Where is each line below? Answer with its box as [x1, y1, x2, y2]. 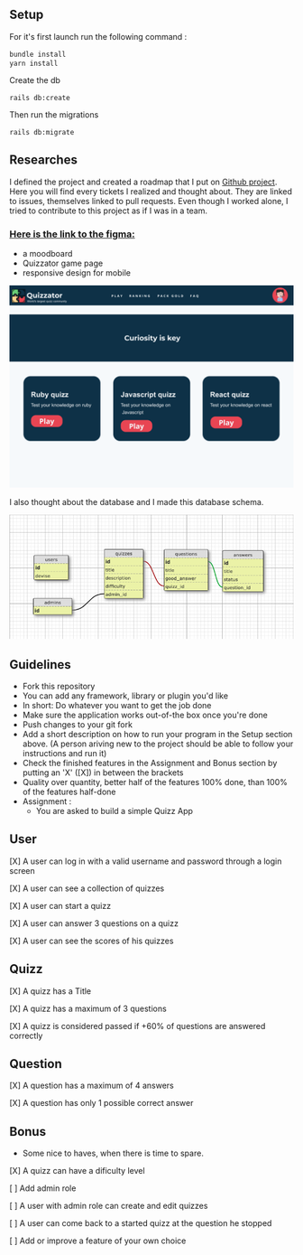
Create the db [9, 74, 61, 85]
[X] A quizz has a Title [9, 985, 92, 997]
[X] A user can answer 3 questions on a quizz [9, 917, 179, 929]
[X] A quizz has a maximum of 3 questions [9, 1003, 167, 1014]
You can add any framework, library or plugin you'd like [22, 690, 228, 701]
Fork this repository [22, 680, 96, 691]
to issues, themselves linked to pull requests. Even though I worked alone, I [9, 195, 289, 206]
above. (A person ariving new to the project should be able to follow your [22, 738, 294, 749]
